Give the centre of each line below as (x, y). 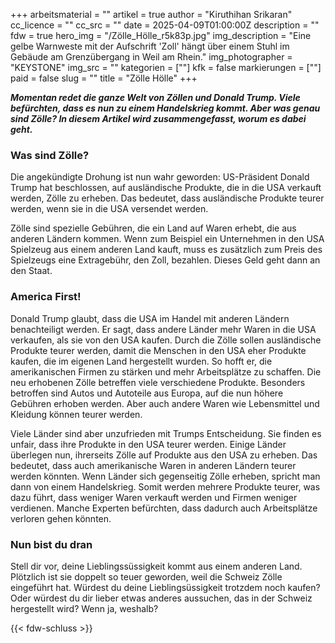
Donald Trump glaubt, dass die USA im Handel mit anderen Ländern (150, 318)
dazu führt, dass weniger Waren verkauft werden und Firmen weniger (154, 497)
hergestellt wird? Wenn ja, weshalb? (84, 608)
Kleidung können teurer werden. (76, 414)
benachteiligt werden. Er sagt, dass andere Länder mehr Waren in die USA (163, 329)
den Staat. (31, 271)
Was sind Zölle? (50, 155)
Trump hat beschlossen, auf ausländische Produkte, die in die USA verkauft (166, 188)
